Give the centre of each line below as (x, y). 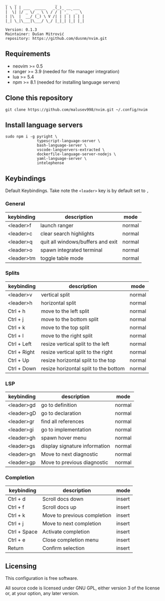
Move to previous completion (77, 515)
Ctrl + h (17, 311)
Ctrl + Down (22, 368)
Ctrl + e (17, 540)
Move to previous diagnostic (75, 462)
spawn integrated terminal (71, 250)
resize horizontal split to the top (78, 360)
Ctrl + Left (20, 344)
